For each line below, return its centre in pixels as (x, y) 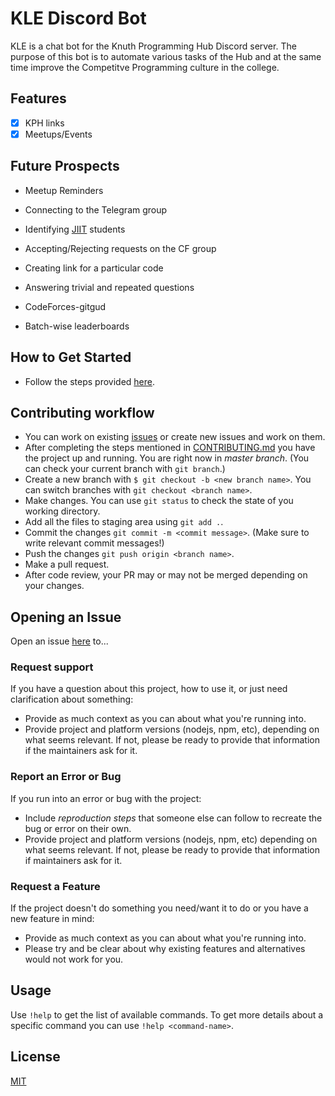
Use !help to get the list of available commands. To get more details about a (167, 1014)
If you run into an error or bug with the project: (106, 798)
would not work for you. (74, 959)
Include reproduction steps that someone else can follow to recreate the (173, 818)
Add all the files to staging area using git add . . (124, 522)
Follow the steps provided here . (89, 381)
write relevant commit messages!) (94, 543)
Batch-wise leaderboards (77, 326)
